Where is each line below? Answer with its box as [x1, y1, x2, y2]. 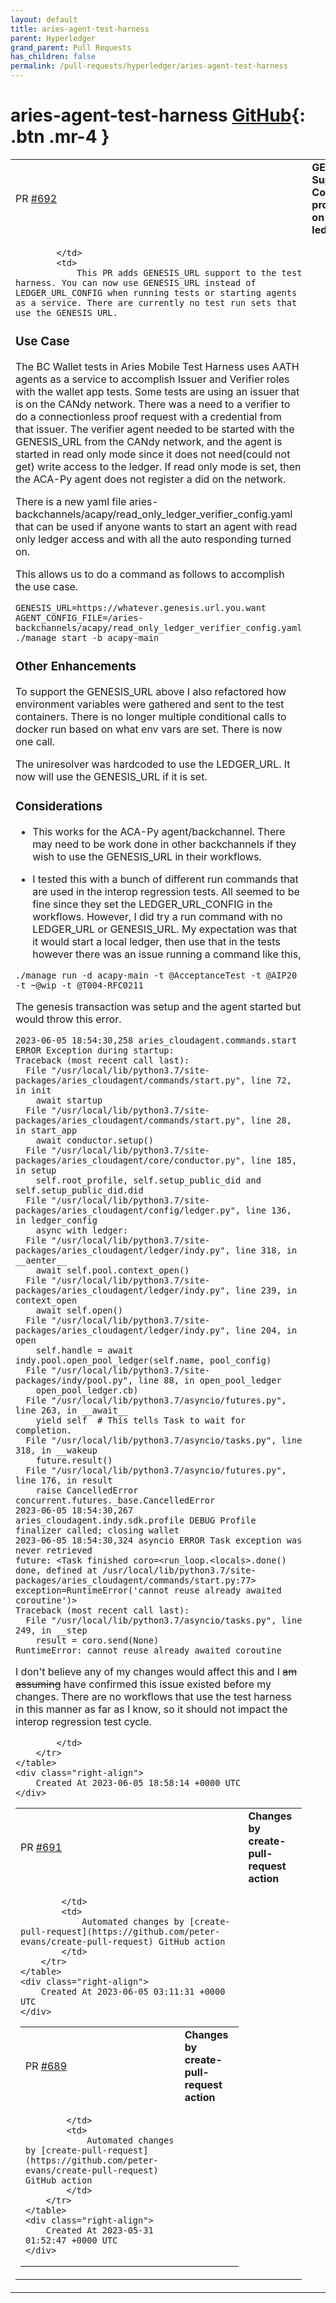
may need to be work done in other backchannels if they [32, 837, 297, 851]
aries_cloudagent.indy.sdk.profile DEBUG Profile [15, 1514, 257, 1526]
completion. [15, 1424, 73, 1436]
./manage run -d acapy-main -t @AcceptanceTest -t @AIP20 [15, 969, 298, 981]
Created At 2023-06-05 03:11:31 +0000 [40, 1986, 226, 1997]
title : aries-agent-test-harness [10, 24, 150, 34]
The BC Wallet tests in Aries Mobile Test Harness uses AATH [15, 359, 300, 373]
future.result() [35, 1454, 113, 1466]
